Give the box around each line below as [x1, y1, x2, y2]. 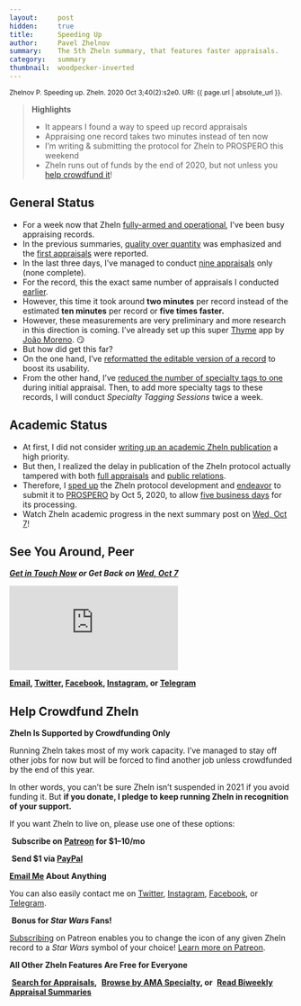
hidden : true [9, 22, 75, 31]
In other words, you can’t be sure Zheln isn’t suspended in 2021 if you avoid [9, 782, 289, 793]
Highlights [31, 104, 72, 114]
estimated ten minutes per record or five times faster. [22, 305, 225, 316]
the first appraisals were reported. [22, 248, 149, 258]
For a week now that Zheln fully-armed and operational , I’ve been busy [22, 219, 285, 230]
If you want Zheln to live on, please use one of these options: [9, 819, 235, 829]
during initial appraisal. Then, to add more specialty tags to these [22, 382, 263, 393]
